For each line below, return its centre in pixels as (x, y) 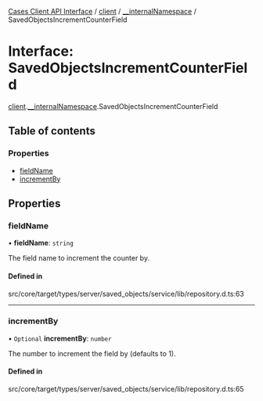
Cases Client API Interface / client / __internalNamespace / (103, 11)
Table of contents (52, 131)
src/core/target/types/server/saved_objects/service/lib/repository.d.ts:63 (126, 293)
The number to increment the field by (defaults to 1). (92, 353)
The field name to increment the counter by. (79, 258)
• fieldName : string (41, 243)
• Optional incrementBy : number (60, 338)
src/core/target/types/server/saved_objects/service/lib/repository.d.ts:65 (126, 389)
